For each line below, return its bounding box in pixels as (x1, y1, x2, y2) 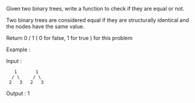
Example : (6, 46, 31, 53)
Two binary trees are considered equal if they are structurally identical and (6, 17, 190, 23)
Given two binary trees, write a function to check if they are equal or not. (6, 5, 185, 12)
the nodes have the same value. (6, 23, 85, 30)
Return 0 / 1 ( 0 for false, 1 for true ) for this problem (6, 35, 133, 41)
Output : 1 (6, 90, 30, 97)
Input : (6, 58, 22, 64)
